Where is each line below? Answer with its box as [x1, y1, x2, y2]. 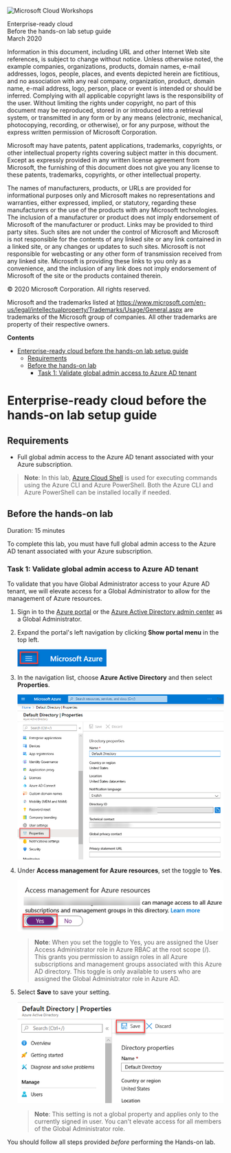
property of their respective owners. [7, 320, 110, 328]
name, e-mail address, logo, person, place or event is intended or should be [7, 85, 222, 92]
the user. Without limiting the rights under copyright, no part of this [7, 99, 197, 107]
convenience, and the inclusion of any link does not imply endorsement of [7, 265, 217, 272]
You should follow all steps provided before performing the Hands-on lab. [7, 1138, 216, 1146]
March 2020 [7, 34, 43, 43]
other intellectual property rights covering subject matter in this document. [7, 149, 219, 157]
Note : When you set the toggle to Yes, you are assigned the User [34, 938, 219, 946]
